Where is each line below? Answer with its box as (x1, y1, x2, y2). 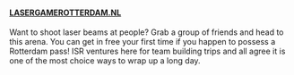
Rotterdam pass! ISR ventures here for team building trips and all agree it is (9, 46, 286, 57)
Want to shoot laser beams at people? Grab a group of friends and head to (9, 27, 284, 37)
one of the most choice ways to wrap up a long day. (9, 55, 201, 66)
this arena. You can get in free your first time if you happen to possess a (9, 37, 276, 47)
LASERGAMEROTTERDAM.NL (9, 7, 122, 18)
